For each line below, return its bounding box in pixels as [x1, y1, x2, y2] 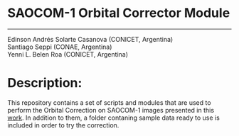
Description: [7, 75, 83, 91]
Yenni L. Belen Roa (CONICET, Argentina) [7, 50, 129, 58]
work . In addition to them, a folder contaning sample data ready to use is [7, 113, 221, 122]
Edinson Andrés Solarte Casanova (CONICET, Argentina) [7, 35, 174, 43]
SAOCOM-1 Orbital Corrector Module [7, 5, 230, 21]
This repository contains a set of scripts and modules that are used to [7, 98, 211, 107]
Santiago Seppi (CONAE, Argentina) [7, 42, 112, 51]
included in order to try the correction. [7, 120, 119, 129]
